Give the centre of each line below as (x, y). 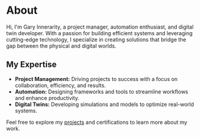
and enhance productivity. (47, 98)
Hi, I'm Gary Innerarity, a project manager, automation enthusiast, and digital (100, 27)
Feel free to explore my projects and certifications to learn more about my (97, 122)
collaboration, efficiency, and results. (60, 85)
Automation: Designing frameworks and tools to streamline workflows (101, 91)
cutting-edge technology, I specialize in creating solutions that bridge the (96, 39)
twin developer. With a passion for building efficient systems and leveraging (99, 33)
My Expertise (31, 65)
